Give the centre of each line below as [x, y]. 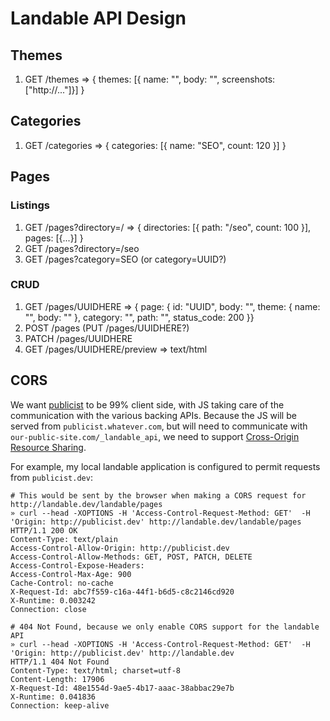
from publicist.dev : [51, 477]
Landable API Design [98, 18]
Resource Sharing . [48, 447]
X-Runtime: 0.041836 [53, 697]
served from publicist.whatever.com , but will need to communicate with [159, 426]
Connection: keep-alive [60, 705]
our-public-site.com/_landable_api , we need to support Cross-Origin [155, 436]
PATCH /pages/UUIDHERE [78, 338]
